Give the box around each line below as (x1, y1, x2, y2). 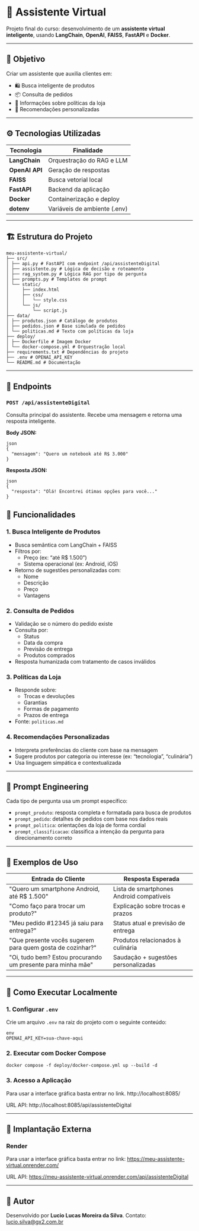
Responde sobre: (14, 686, 57, 693)
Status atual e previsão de (113, 919, 185, 927)
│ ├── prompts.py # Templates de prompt (6, 277, 108, 282)
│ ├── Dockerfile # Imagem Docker (6, 339, 92, 345)
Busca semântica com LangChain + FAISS (14, 541, 117, 548)
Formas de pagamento (23, 705, 79, 712)
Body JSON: (6, 429, 37, 436)
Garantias (23, 699, 47, 706)
